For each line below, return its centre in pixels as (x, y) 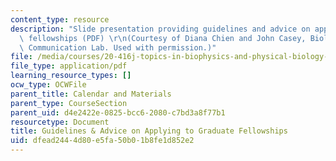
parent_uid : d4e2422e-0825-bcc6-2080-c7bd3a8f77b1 (118, 112)
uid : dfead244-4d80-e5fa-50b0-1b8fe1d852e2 (102, 141)
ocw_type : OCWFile (48, 85)
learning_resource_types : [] (71, 76)
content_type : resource (60, 19)
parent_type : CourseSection (69, 103)
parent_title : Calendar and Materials (91, 94)
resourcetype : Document (60, 122)
